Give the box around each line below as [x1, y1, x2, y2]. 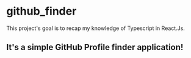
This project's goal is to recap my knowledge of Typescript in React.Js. [6, 24, 185, 32]
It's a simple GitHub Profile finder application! [6, 42, 184, 53]
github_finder [6, 4, 77, 18]
